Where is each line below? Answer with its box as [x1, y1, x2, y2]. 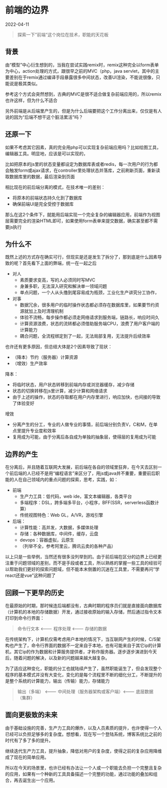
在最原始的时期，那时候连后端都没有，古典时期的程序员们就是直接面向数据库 [5, 603, 162, 608]
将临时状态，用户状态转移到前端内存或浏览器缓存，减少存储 [12, 382, 135, 388]
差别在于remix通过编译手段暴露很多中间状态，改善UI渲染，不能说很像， [9, 74, 156, 80]
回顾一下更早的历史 [5, 588, 64, 597]
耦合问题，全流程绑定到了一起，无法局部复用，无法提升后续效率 [19, 333, 151, 339]
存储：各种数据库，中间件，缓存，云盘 [19, 531, 98, 537]
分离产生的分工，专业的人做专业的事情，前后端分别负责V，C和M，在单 [12, 421, 158, 427]
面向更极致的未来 [5, 711, 58, 719]
